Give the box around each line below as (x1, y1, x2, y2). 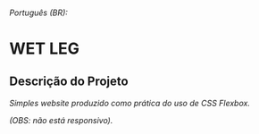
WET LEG (9, 38, 80, 58)
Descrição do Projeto (9, 74, 129, 89)
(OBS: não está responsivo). (9, 114, 113, 125)
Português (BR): (9, 7, 69, 18)
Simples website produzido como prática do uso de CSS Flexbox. (9, 97, 250, 108)
